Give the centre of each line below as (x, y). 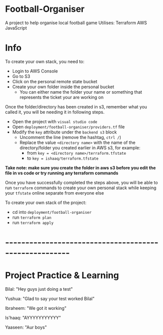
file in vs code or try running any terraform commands (62, 173)
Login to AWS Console (35, 71)
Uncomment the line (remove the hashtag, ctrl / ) (70, 137)
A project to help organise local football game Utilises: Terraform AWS (76, 23)
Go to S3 (21, 76)
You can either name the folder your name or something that (81, 92)
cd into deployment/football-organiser (52, 212)
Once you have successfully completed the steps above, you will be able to (81, 182)
